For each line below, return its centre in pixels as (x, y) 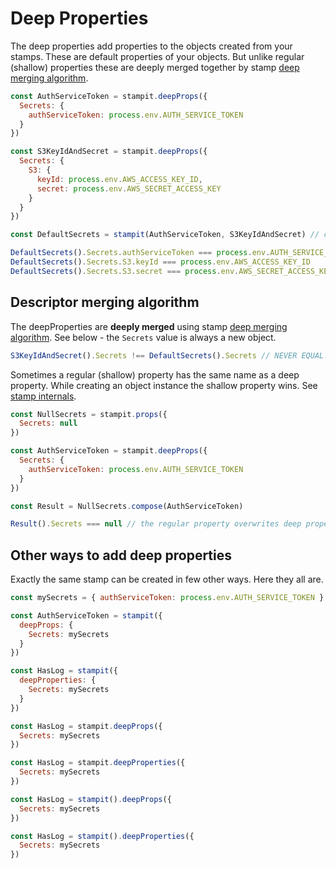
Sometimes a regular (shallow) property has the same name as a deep (155, 374)
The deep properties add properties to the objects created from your (151, 46)
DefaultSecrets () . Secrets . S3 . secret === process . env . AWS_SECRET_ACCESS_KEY (171, 271)
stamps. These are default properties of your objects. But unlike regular (157, 56)
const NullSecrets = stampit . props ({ (89, 414)
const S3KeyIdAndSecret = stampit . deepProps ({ (109, 152)
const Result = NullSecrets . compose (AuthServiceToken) (127, 506)
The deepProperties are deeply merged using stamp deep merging (149, 326)
